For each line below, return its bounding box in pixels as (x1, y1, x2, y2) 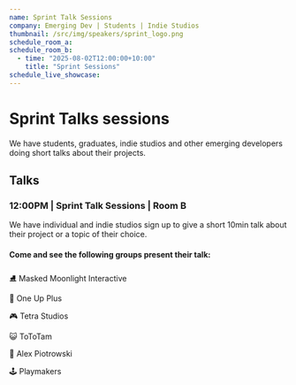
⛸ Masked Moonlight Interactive (9, 273, 127, 283)
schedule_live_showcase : (9, 71, 101, 80)
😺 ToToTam (9, 331, 53, 342)
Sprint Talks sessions (9, 108, 171, 128)
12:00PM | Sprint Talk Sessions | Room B (9, 200, 187, 212)
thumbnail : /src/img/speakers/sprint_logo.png (9, 29, 184, 38)
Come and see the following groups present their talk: (9, 249, 211, 259)
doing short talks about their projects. (9, 147, 146, 158)
